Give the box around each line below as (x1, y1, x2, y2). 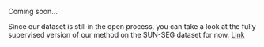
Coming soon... (8, 7, 58, 16)
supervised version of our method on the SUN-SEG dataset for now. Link (8, 31, 245, 39)
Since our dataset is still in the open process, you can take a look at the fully (8, 22, 256, 31)
